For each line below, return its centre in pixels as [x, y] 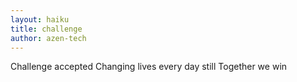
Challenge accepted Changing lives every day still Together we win [149, 67]
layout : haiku [40, 19]
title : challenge [46, 29]
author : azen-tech [48, 38]
